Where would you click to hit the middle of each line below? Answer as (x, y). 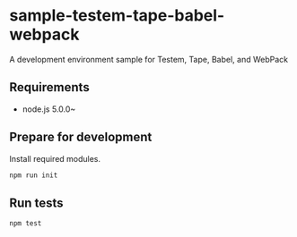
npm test (26, 224)
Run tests (36, 203)
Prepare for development (81, 137)
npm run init (34, 175)
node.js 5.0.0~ (49, 109)
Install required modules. (55, 158)
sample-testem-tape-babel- (117, 16)
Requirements (49, 87)
